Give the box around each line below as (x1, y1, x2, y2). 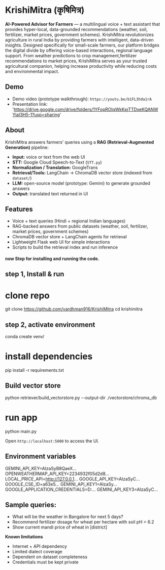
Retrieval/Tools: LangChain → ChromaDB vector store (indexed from (12, 170, 153, 175)
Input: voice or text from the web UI (12, 154, 85, 160)
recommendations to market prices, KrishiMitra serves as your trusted (5, 58, 147, 64)
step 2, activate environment (5, 320, 95, 329)
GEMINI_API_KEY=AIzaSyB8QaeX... (5, 465, 77, 471)
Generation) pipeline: (5, 144, 49, 150)
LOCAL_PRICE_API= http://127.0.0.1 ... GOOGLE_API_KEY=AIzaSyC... (5, 476, 140, 482)
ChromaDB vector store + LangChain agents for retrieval (12, 234, 127, 240)
